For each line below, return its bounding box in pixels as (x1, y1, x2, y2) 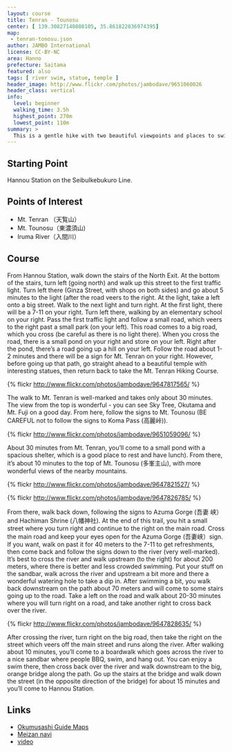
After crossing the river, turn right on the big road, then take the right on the (7, 633, 222, 641)
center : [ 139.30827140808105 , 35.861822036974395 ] (7, 23, 159, 30)
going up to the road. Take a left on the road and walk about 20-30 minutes (7, 591, 221, 599)
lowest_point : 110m (13, 119, 70, 126)
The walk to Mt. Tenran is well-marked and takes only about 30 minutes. (7, 393, 213, 401)
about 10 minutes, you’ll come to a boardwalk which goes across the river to (7, 647, 224, 656)
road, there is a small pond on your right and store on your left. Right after (7, 337, 217, 345)
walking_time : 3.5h (13, 106, 70, 113)
